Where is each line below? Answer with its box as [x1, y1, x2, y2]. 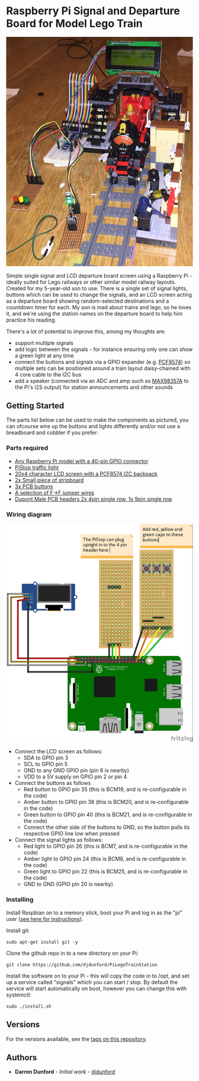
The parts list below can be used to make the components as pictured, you [6, 416, 189, 423]
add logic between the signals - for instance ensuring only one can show [14, 345, 193, 353]
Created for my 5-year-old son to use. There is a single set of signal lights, [6, 284, 188, 292]
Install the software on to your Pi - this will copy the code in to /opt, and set [6, 972, 190, 979]
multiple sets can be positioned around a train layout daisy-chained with [14, 364, 191, 372]
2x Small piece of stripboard [14, 476, 84, 483]
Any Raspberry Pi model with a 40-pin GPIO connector [14, 457, 149, 464]
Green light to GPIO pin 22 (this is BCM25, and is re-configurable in [23, 868, 188, 875]
